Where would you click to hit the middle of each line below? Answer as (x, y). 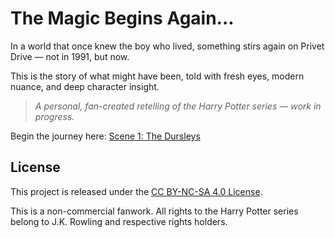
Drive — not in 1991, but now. (70, 56)
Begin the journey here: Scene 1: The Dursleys (105, 136)
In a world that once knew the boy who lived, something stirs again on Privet (167, 46)
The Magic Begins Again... (122, 18)
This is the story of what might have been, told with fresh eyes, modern (157, 76)
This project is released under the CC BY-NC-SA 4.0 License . (136, 191)
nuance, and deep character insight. (85, 86)
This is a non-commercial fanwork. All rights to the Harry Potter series (154, 211)
